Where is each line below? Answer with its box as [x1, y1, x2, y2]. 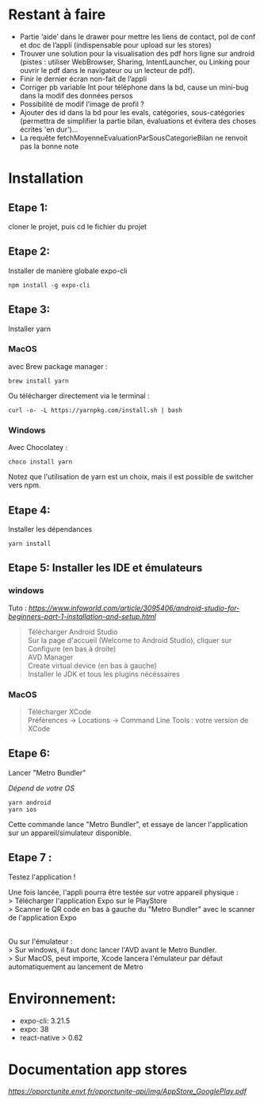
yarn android [8, 798, 52, 806]
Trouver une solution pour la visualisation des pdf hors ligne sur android [19, 48, 255, 58]
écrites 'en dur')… [19, 125, 78, 134]
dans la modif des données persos [19, 90, 133, 100]
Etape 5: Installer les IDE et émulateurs [8, 561, 203, 575]
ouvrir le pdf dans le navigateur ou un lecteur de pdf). [19, 65, 196, 75]
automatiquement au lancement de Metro [8, 962, 143, 971]
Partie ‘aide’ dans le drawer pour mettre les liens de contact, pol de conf [19, 32, 256, 41]
